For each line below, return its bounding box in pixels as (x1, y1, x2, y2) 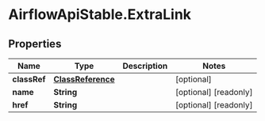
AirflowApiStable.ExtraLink (8, 6, 192, 24)
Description (122, 61, 168, 71)
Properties (8, 37, 62, 51)
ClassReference (53, 74, 115, 85)
